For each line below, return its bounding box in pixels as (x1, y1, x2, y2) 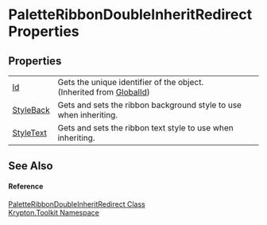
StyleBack (12, 105, 50, 115)
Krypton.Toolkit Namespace (8, 208, 99, 217)
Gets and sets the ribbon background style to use (57, 99, 242, 111)
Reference (8, 181, 44, 191)
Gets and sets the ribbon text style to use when (57, 122, 234, 133)
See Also (8, 159, 53, 173)
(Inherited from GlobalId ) (57, 87, 150, 97)
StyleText (12, 127, 48, 138)
